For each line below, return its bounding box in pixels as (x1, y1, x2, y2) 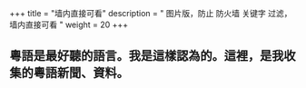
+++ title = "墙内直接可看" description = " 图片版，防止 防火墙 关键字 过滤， (9, 8, 292, 18)
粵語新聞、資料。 (33, 65, 129, 81)
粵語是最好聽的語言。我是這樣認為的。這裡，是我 (9, 48, 284, 64)
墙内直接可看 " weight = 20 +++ (9, 19, 129, 30)
